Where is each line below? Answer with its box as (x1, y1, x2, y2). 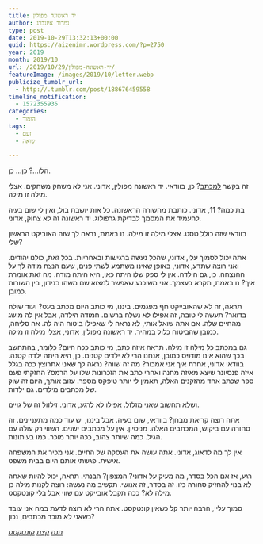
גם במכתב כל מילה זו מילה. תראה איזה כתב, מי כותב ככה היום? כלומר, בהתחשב (8, 342, 247, 351)
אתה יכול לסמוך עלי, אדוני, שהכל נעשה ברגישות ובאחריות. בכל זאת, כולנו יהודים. (8, 252, 247, 262)
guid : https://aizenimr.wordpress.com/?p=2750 (8, 41, 165, 49)
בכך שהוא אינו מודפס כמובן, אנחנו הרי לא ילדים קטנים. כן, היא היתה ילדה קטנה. (8, 351, 245, 360)
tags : (8, 122, 26, 130)
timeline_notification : (8, 93, 87, 101)
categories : (8, 108, 48, 116)
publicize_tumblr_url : (8, 78, 83, 86)
